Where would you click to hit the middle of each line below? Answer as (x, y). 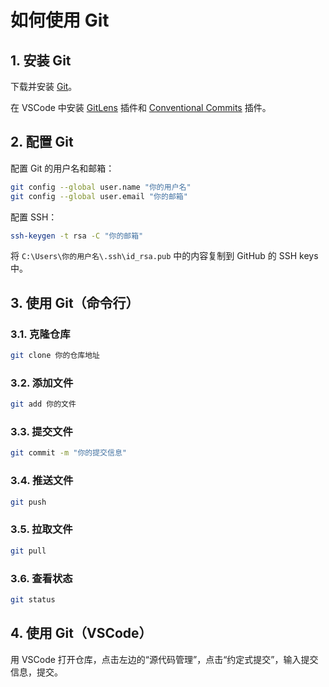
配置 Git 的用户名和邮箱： (62, 168)
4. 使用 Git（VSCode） (81, 633)
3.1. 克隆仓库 (40, 334)
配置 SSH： (34, 217)
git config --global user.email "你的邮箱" (99, 196)
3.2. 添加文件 (42, 383)
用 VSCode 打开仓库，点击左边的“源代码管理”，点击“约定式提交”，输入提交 (164, 659)
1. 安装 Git (41, 60)
